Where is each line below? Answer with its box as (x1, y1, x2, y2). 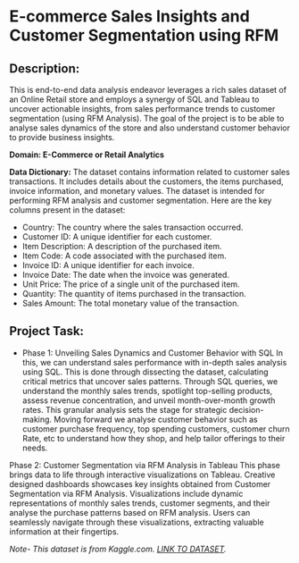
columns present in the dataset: (9, 205, 126, 215)
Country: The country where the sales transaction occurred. (21, 222, 244, 232)
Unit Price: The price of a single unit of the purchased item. (21, 279, 240, 290)
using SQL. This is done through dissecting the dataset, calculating (21, 366, 270, 377)
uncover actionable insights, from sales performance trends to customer (9, 104, 276, 113)
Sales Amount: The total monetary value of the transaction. (21, 298, 239, 308)
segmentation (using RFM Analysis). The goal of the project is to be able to (9, 113, 285, 123)
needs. (21, 442, 48, 453)
